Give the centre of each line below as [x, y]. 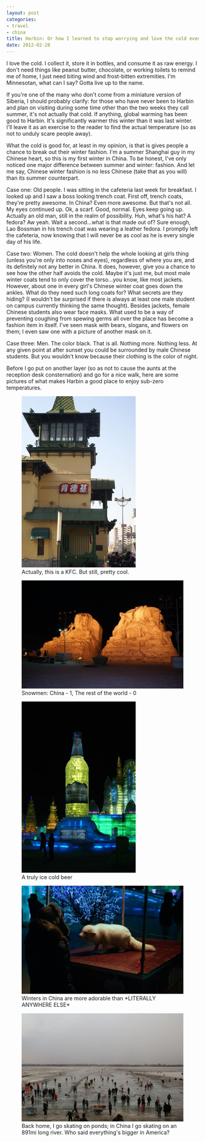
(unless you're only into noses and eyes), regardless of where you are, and [100, 260]
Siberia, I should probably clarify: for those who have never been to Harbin [100, 101]
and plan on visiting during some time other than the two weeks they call [98, 108]
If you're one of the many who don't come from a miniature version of [94, 94]
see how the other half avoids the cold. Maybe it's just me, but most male [98, 273]
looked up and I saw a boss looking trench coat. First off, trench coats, [95, 196]
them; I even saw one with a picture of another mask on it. [79, 331]
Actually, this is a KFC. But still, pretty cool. [75, 572]
